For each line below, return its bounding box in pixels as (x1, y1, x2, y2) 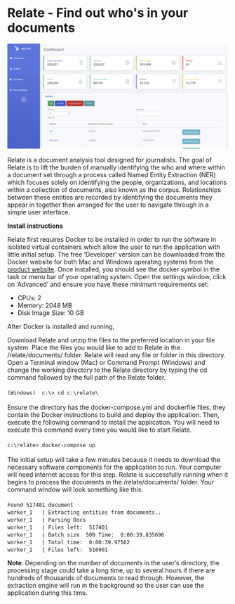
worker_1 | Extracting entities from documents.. (7, 509, 161, 516)
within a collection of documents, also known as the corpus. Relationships (7, 186, 222, 194)
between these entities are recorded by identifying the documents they (7, 193, 213, 202)
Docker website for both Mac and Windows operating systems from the (7, 258, 214, 266)
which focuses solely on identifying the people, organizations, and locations (7, 178, 227, 187)
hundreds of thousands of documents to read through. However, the (7, 574, 205, 582)
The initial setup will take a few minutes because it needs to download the (7, 456, 221, 464)
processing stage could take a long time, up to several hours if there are (7, 566, 215, 574)
